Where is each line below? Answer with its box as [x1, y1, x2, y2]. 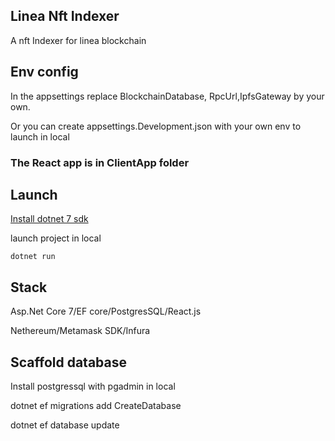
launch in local [10, 130, 70, 143]
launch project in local [10, 232, 102, 244]
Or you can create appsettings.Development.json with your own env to [10, 120, 302, 132]
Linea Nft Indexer [10, 8, 120, 25]
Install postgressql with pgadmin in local [10, 380, 176, 392]
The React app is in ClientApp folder [10, 155, 190, 169]
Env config [10, 64, 79, 81]
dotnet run [10, 252, 56, 262]
